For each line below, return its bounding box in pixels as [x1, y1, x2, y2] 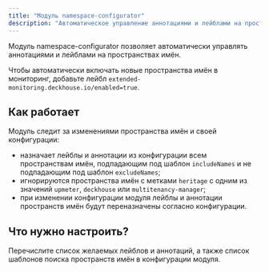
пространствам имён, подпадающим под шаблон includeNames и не [19, 159, 252, 169]
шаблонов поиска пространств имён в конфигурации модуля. [8, 254, 221, 264]
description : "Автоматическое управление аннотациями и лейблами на [8, 19, 242, 27]
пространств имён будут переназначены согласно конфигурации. [19, 202, 247, 211]
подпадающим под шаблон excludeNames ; [19, 167, 161, 177]
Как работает [8, 105, 80, 118]
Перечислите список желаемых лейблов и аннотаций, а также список [8, 246, 250, 256]
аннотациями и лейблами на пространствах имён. [8, 50, 182, 59]
